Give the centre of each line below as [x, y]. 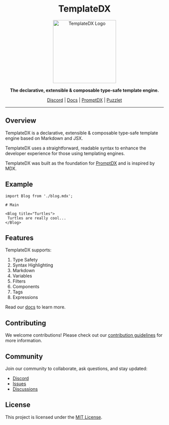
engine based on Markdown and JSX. [44, 138]
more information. [24, 341]
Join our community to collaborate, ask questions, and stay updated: [76, 368]
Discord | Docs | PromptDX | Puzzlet [84, 100]
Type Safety [25, 260]
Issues [19, 384]
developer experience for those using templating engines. [65, 153]
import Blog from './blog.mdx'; [39, 196]
